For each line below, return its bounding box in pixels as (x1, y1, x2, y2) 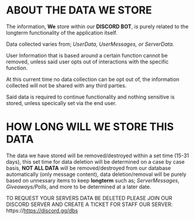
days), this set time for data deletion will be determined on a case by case (6, 158, 185, 165)
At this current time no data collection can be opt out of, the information (6, 76, 180, 83)
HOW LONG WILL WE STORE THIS (6, 120, 174, 134)
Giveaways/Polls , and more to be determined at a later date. (6, 183, 152, 190)
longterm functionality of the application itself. (6, 29, 117, 36)
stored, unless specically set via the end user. (6, 99, 117, 106)
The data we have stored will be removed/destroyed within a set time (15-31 (6, 152, 189, 159)
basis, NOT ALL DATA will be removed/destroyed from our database (6, 164, 172, 171)
